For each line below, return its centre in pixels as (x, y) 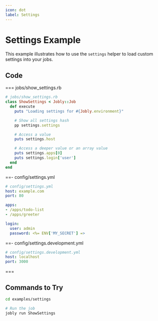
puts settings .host (35, 139)
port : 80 (14, 196)
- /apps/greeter (22, 215)
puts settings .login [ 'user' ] (45, 158)
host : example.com (25, 191)
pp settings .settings (37, 125)
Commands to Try (34, 288)
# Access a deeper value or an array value (61, 148)
